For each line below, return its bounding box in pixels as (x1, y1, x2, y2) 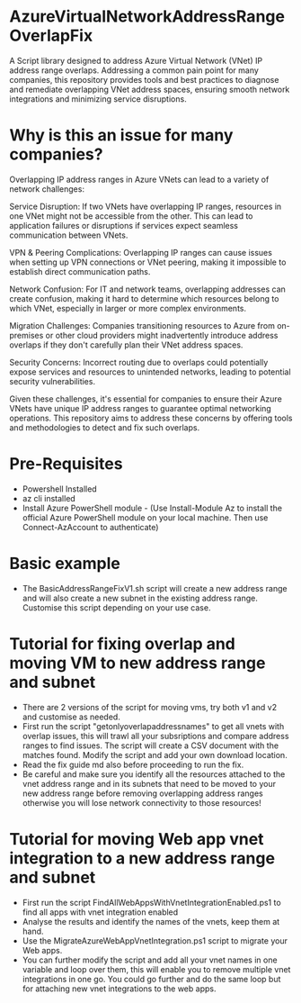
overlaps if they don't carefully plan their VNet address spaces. (9, 339, 243, 350)
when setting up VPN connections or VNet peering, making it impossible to (9, 257, 287, 267)
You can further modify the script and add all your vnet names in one (22, 954, 278, 965)
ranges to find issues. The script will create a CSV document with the (22, 740, 279, 751)
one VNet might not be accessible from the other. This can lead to (9, 210, 253, 221)
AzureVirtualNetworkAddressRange (9, 6, 286, 27)
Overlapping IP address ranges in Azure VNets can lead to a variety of (9, 174, 270, 185)
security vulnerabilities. (9, 375, 96, 386)
